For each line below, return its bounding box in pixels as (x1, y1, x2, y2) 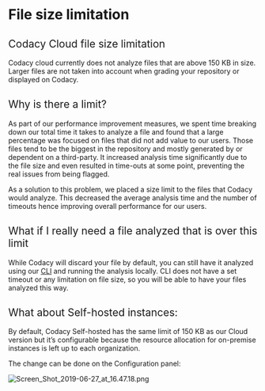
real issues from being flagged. (8, 169, 110, 179)
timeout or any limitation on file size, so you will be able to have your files (8, 275, 247, 284)
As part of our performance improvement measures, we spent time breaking (8, 119, 257, 128)
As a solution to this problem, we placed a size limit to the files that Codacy (8, 184, 253, 194)
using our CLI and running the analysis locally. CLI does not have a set (8, 266, 237, 275)
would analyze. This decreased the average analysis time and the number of (8, 192, 257, 203)
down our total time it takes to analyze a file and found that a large (8, 127, 224, 136)
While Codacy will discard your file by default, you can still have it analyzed (8, 257, 254, 267)
